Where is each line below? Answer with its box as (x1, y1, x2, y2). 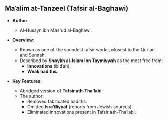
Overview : (12, 37, 35, 43)
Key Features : (12, 78, 42, 84)
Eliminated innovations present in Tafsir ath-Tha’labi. (27, 109, 136, 115)
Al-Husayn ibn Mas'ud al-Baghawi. (19, 27, 92, 33)
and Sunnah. (19, 52, 46, 58)
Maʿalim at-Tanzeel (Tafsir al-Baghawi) (5, 4, 129, 13)
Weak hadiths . (27, 68, 59, 74)
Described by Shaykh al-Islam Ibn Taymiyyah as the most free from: (19, 57, 163, 64)
